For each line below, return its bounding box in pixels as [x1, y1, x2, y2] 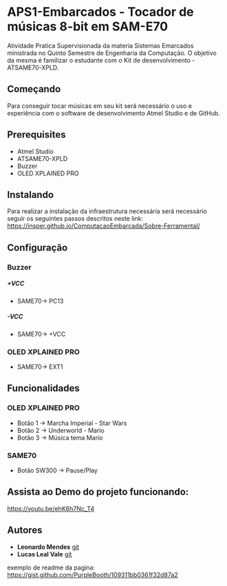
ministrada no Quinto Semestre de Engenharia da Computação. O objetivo [7, 49, 217, 57]
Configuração [7, 241, 68, 253]
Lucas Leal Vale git [17, 550, 72, 558]
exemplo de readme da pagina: [7, 563, 95, 572]
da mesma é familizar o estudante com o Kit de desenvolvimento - [7, 56, 195, 64]
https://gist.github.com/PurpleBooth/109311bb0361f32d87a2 [7, 570, 179, 578]
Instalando [7, 188, 54, 200]
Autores [7, 524, 43, 536]
